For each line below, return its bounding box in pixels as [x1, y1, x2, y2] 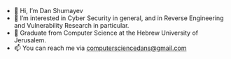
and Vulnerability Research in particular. [13, 22, 129, 29]
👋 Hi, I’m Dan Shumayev [13, 7, 83, 15]
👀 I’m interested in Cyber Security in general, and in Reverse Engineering [13, 14, 224, 22]
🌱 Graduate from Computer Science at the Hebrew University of [13, 28, 198, 37]
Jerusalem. [13, 36, 47, 44]
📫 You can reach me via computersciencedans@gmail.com [13, 44, 187, 52]
